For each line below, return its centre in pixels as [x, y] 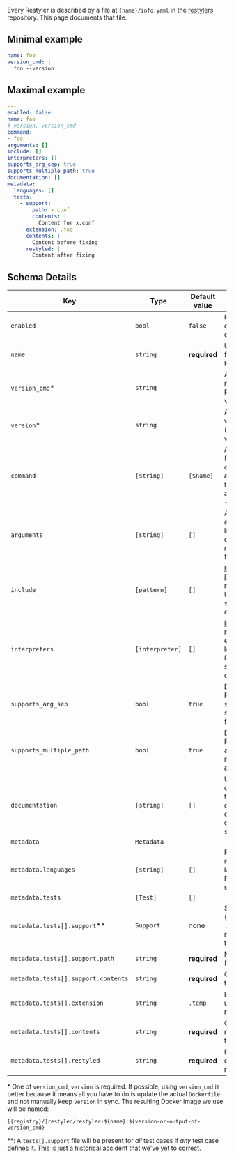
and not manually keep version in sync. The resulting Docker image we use [115, 1102]
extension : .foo [49, 229]
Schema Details [42, 277]
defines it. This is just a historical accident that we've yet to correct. [104, 1148]
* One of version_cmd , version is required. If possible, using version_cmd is [114, 1086]
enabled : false [29, 113]
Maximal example [46, 90]
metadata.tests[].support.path [63, 959]
